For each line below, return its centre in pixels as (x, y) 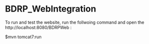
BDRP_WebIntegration (50, 9)
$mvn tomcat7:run (24, 37)
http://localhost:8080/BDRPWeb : (38, 27)
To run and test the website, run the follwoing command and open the (75, 22)
